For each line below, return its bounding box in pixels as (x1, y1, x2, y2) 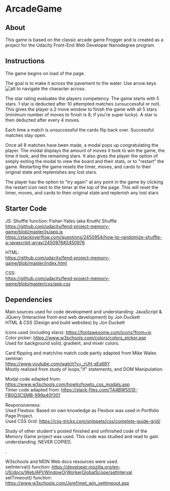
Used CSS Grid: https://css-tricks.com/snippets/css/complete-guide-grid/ (5, 418, 161, 424)
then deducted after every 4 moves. (5, 117, 80, 123)
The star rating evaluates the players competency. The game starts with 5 (5, 95, 159, 102)
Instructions (5, 57, 45, 66)
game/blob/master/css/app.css (5, 280, 71, 287)
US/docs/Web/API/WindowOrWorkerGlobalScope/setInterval (5, 469, 132, 475)
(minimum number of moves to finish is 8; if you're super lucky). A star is (5, 111, 157, 117)
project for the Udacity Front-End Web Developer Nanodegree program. (5, 42, 156, 48)
